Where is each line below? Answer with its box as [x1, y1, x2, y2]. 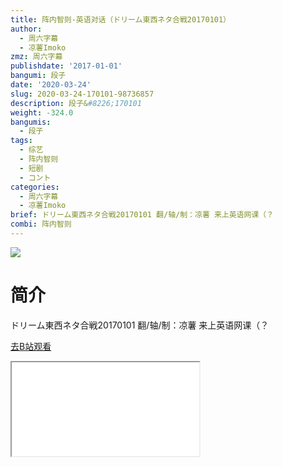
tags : [10, 136, 33, 146]
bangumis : [10, 117, 52, 127]
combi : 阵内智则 [10, 219, 72, 230]
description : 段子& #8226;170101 [10, 98, 142, 108]
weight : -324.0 [10, 107, 74, 118]
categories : [10, 182, 60, 192]
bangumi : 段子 [10, 71, 67, 81]
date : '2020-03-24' [10, 80, 92, 90]
